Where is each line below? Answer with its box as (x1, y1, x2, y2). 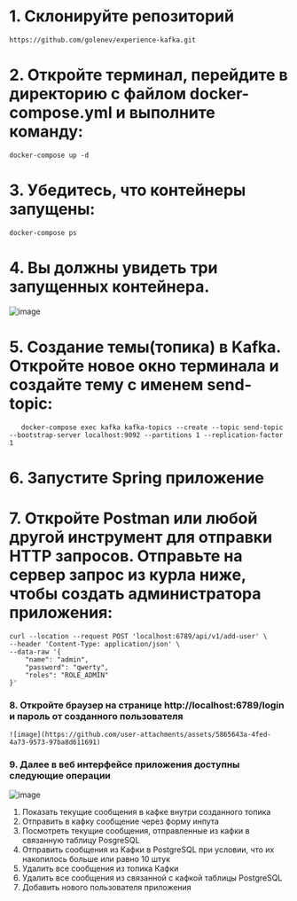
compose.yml (9, 103, 113, 123)
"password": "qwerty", (25, 662, 109, 671)
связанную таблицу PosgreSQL (21, 835, 140, 846)
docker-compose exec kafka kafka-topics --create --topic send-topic (20, 423, 284, 432)
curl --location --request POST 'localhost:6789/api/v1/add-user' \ (9, 631, 268, 640)
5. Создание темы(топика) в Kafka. (9, 337, 281, 356)
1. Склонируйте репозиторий (9, 6, 235, 27)
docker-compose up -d (9, 151, 90, 160)
